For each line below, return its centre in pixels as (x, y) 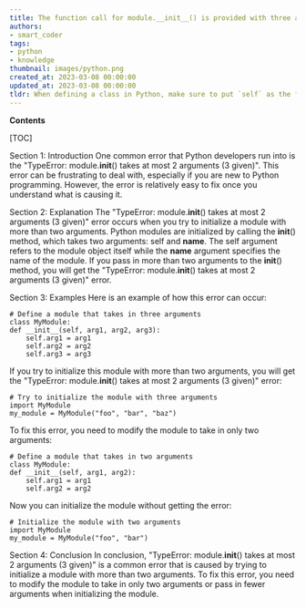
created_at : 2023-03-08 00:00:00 (73, 77)
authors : (26, 26)
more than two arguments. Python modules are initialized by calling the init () (153, 231)
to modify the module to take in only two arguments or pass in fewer (138, 583)
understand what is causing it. (66, 194)
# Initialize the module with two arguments (95, 522)
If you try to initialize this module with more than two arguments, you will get (153, 371)
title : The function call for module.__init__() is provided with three (150, 18)
